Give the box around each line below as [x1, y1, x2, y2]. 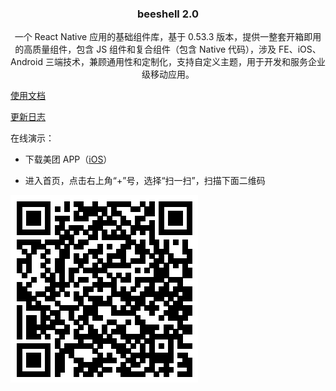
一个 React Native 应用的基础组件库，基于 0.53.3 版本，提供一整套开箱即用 [14, 31, 322, 43]
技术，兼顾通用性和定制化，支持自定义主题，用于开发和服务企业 [62, 56, 326, 68]
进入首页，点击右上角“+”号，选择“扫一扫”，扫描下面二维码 [24, 175, 266, 187]
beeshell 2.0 [137, 7, 199, 21]
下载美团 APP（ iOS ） [24, 153, 113, 166]
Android [10, 56, 43, 68]
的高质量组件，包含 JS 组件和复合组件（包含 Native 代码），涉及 [14, 43, 277, 56]
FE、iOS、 [278, 43, 322, 56]
